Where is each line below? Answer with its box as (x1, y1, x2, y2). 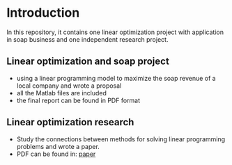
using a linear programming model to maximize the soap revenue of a (16, 74, 217, 82)
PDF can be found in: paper (16, 150, 96, 158)
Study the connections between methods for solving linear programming (16, 134, 226, 143)
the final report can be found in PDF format (16, 96, 141, 104)
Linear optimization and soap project (6, 56, 170, 68)
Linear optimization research (6, 116, 134, 128)
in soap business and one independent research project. (6, 35, 169, 43)
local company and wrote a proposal (16, 81, 122, 90)
